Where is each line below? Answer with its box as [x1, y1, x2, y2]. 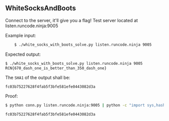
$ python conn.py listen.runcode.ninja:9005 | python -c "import [5, 103, 145, 108]
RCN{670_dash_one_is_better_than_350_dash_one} [5, 65, 107, 71]
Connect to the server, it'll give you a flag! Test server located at [5, 17, 138, 23]
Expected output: [5, 51, 41, 57]
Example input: [5, 32, 36, 38]
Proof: [5, 93, 18, 99]
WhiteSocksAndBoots [5, 4, 76, 13]
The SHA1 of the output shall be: [5, 75, 70, 81]
